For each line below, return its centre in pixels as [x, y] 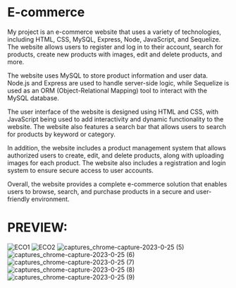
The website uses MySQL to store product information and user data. [108, 76]
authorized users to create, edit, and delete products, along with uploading [116, 155]
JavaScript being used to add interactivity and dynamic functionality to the [116, 119]
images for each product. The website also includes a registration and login [117, 162]
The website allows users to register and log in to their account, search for [115, 47]
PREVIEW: [38, 228]
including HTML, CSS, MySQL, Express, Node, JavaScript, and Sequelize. [114, 39]
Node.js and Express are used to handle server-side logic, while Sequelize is [118, 83]
